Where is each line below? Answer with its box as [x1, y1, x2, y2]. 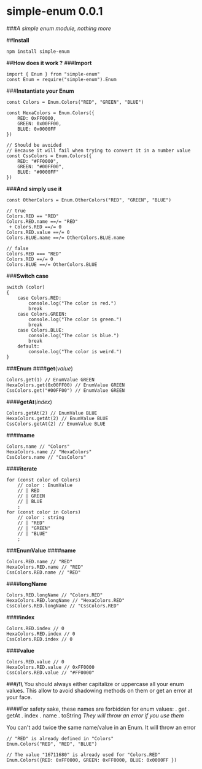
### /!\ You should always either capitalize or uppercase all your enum [6, 680, 184, 687]
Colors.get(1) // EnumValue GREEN [6, 377, 95, 383]
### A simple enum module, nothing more [6, 25, 112, 32]
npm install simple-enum [6, 48, 70, 55]
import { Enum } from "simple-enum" [6, 71, 100, 77]
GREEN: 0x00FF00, [17, 120, 62, 127]
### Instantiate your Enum [6, 87, 75, 95]
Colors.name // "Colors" [6, 443, 70, 450]
